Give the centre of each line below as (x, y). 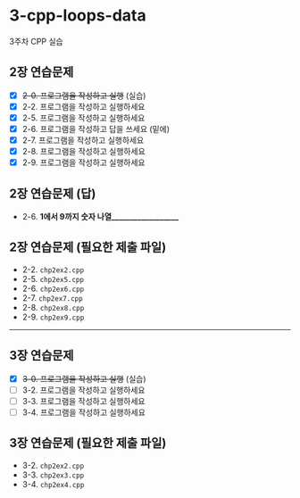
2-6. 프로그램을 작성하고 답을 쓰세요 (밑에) (96, 129)
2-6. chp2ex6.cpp (53, 288)
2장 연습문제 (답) (53, 193)
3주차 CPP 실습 (37, 41)
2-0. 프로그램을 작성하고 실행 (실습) (84, 95)
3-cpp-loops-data (78, 16)
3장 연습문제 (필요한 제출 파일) (88, 443)
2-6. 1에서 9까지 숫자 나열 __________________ (100, 216)
